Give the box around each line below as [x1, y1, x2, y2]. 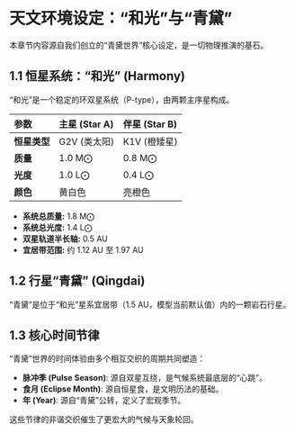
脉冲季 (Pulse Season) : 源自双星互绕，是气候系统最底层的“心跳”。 [22, 373, 267, 383]
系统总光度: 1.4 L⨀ [22, 221, 93, 232]
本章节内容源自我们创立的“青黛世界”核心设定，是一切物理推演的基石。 [9, 40, 269, 50]
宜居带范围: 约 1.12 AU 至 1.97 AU [22, 244, 144, 255]
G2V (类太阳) [58, 135, 115, 148]
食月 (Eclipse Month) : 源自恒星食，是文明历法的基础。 [22, 383, 224, 394]
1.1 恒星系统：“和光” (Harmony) [9, 68, 186, 84]
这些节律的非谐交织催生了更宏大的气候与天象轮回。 [9, 414, 199, 425]
